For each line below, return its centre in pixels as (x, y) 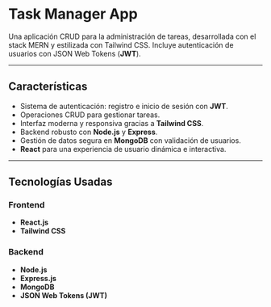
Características (48, 87)
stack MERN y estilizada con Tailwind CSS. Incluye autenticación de (121, 44)
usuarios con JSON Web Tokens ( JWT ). (75, 53)
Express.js (38, 278)
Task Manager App (73, 14)
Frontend (27, 205)
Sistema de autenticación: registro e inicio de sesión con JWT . (124, 106)
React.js (34, 222)
